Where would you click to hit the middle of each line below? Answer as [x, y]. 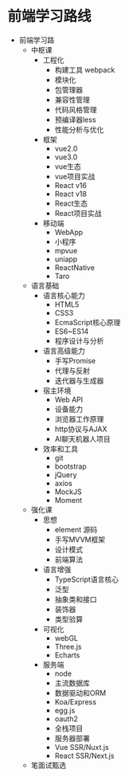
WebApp [69, 232]
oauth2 [66, 719]
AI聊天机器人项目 [82, 438]
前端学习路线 [50, 16]
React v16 [70, 185]
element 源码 [76, 529]
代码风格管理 [76, 109]
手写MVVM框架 [80, 540]
